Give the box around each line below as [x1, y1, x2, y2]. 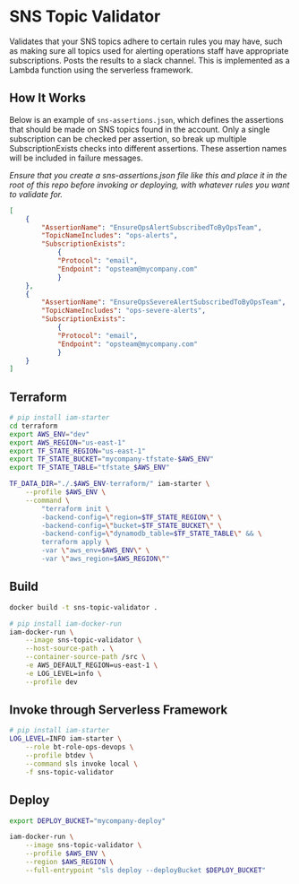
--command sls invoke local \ [25, 759, 139, 768]
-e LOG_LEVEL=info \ [25, 669, 102, 678]
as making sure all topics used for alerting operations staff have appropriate [9, 45, 289, 56]
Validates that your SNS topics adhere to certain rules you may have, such [9, 36, 283, 47]
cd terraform [9, 421, 58, 430]
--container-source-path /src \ [25, 653, 146, 662]
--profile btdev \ [25, 751, 94, 760]
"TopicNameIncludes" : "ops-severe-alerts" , [41, 307, 206, 316]
